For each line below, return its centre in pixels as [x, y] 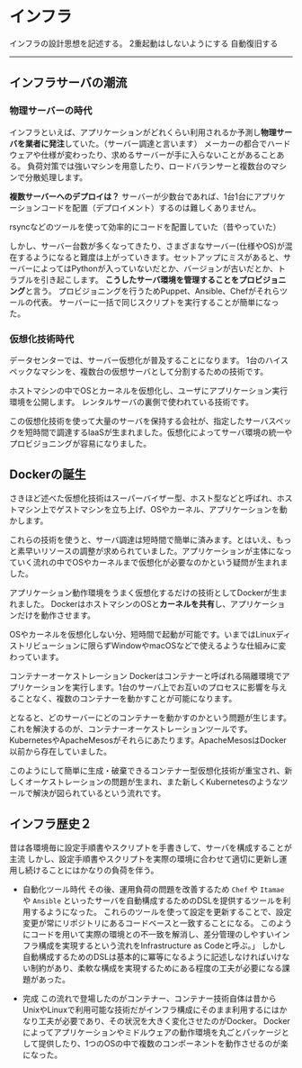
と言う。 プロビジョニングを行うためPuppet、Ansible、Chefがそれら [153, 291]
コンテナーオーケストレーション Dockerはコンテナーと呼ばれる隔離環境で [146, 675]
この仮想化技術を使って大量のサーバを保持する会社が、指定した [127, 421]
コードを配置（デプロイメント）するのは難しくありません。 [151, 207]
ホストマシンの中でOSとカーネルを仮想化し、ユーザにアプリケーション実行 [149, 390]
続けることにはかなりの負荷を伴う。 [92, 870]
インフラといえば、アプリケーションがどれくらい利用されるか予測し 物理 [143, 132]
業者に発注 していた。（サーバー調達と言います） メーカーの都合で [146, 143]
